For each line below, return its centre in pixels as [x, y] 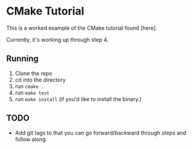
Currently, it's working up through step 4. [57, 39]
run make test [32, 93]
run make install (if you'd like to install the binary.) [78, 99]
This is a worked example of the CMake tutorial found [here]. [82, 28]
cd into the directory [40, 79]
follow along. [31, 139]
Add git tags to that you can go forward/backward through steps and [101, 133]
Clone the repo [34, 73]
